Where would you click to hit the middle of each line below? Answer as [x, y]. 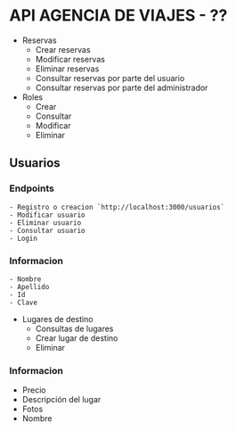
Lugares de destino [57, 319]
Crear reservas [63, 49]
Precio [34, 390]
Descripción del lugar [61, 400]
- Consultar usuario [48, 230]
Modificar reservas [70, 59]
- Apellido [29, 286]
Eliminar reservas [67, 69]
